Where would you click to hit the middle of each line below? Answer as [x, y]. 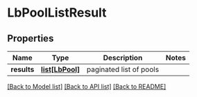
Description [123, 58]
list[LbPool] [60, 69]
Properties [31, 38]
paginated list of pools [123, 69]
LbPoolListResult [57, 13]
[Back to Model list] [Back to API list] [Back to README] [87, 87]
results [23, 69]
